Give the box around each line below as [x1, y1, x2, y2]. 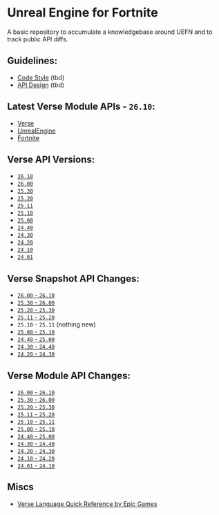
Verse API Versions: [7, 153, 95, 165]
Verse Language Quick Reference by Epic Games [17, 499, 158, 508]
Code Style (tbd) [17, 73, 65, 81]
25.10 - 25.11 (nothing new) [17, 320, 97, 329]
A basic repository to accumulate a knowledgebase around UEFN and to [7, 28, 213, 36]
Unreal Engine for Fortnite [7, 5, 158, 21]
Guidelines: [7, 55, 58, 67]
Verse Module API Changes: [7, 369, 131, 381]
